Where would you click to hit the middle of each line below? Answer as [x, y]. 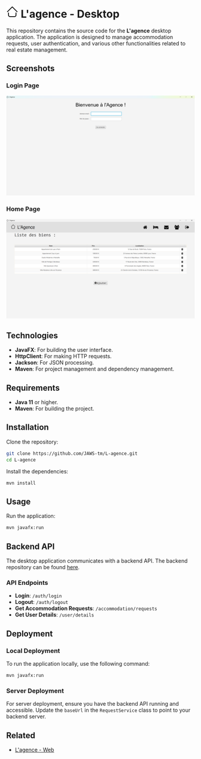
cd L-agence [21, 460]
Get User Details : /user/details [54, 615]
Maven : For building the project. [54, 409]
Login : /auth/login [38, 596]
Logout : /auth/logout [42, 602]
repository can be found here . [43, 567]
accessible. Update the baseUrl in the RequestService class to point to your [98, 710]
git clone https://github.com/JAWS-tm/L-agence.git [72, 453]
